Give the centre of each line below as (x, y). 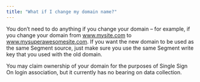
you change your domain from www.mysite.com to (69, 35)
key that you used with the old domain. (54, 54)
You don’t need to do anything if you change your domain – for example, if (98, 29)
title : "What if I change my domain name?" (62, 12)
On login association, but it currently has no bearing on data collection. (94, 72)
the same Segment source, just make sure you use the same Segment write (100, 48)
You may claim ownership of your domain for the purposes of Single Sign (97, 66)
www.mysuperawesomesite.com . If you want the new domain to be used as (100, 41)
